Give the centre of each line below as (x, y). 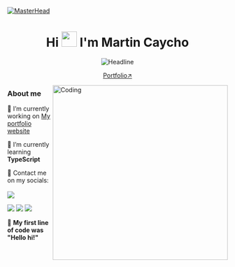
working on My (29, 116)
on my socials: (28, 180)
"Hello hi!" (23, 238)
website (19, 131)
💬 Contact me (27, 173)
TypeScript (24, 159)
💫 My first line (28, 223)
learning (19, 152)
